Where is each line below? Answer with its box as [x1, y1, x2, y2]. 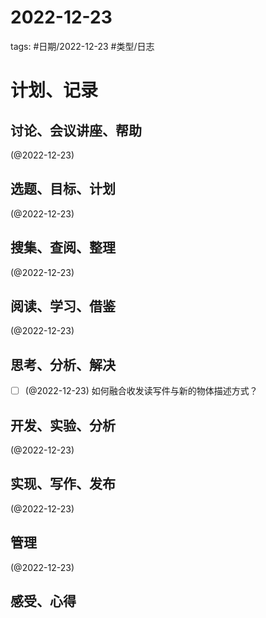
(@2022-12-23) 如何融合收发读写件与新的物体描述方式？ [24, 385, 258, 397]
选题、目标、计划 [10, 181, 116, 198]
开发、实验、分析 [10, 417, 116, 434]
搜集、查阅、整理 [10, 239, 116, 256]
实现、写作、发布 [10, 476, 116, 493]
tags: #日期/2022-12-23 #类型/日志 [10, 40, 155, 52]
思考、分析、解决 [10, 356, 116, 373]
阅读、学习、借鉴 [10, 297, 116, 315]
